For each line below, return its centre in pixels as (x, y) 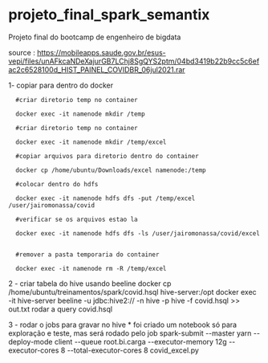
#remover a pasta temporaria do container (87, 255)
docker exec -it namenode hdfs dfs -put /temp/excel (106, 198)
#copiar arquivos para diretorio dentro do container (107, 156)
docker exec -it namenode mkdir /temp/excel (91, 142)
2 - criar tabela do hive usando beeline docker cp (90, 283)
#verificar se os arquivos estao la (77, 219)
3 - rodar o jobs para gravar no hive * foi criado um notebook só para (123, 324)
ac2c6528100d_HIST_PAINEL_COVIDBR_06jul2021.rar (97, 69)
